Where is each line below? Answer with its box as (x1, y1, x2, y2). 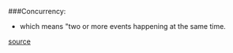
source (8, 37, 32, 46)
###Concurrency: (8, 7, 66, 16)
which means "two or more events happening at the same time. (19, 22, 227, 30)
